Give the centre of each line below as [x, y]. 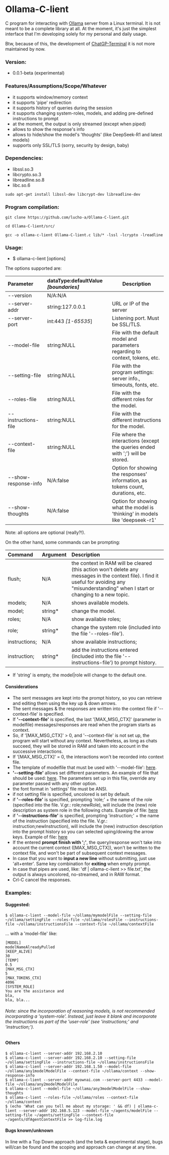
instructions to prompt [35, 118]
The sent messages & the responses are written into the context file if [84, 709]
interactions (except [136, 441]
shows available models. [100, 603]
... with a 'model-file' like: [31, 933]
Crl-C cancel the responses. [42, 880]
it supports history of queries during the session [62, 108]
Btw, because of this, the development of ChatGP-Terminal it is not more [80, 43]
